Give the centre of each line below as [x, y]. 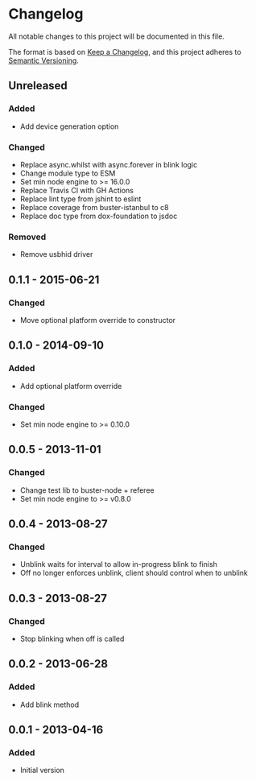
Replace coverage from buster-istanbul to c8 [94, 207]
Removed [27, 237]
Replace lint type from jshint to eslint [81, 199]
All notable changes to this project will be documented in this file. [117, 36]
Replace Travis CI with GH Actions [77, 190]
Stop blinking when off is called [72, 638]
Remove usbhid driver [56, 254]
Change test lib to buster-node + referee [87, 490]
